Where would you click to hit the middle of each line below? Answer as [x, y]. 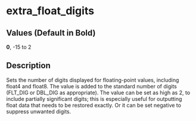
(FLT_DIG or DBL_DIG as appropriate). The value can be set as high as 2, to [98, 93]
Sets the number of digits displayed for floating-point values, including [93, 80]
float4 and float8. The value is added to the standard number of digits [92, 86]
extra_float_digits [50, 11]
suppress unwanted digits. [39, 112]
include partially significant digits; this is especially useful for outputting [94, 98]
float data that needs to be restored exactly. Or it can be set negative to [94, 105]
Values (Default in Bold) [51, 33]
